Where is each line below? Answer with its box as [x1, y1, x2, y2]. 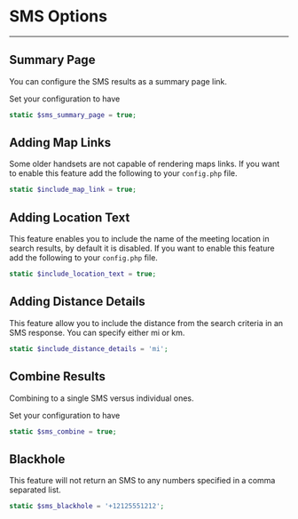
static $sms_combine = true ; [9, 427, 117, 436]
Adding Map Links [9, 135, 112, 150]
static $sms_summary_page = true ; [9, 110, 137, 119]
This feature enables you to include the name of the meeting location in [9, 234, 270, 244]
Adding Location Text [9, 210, 130, 225]
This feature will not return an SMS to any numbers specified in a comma [9, 475, 276, 486]
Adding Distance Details [9, 294, 145, 309]
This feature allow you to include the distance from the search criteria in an [9, 317, 284, 328]
